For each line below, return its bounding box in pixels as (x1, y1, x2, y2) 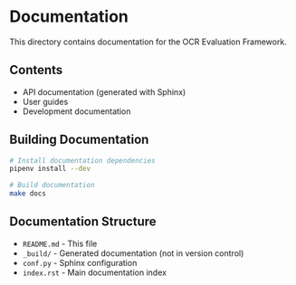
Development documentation (22, 106, 131, 117)
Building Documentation (9, 132, 149, 147)
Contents (9, 62, 63, 78)
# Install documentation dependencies (9, 156, 156, 165)
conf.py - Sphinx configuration (22, 257, 138, 268)
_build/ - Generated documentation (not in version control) (22, 247, 244, 259)
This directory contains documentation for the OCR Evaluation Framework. (9, 36, 287, 47)
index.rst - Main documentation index (22, 267, 167, 278)
